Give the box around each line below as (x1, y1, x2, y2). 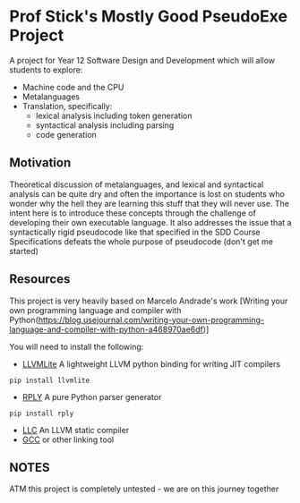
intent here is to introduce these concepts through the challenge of (9, 208, 257, 218)
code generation (35, 129, 97, 140)
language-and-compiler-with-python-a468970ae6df (9, 324, 204, 335)
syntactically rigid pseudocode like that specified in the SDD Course (9, 226, 261, 237)
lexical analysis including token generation (35, 110, 193, 121)
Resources (9, 271, 71, 287)
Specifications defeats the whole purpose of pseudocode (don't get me (9, 235, 273, 247)
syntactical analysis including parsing (35, 119, 175, 131)
